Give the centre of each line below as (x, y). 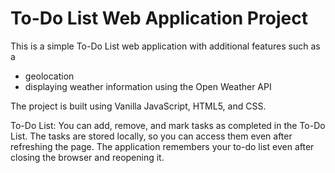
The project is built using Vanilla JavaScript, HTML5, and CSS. (138, 106)
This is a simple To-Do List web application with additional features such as (165, 46)
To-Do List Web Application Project (159, 18)
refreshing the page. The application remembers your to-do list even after (162, 146)
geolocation (49, 76)
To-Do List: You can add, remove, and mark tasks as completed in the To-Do (168, 125)
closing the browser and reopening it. (87, 157)
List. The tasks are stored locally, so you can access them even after (151, 136)
